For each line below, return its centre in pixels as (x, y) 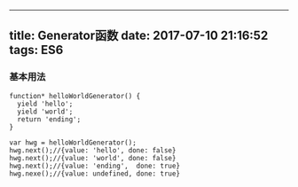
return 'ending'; (49, 119)
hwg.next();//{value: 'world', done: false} (93, 158)
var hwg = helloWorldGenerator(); (73, 143)
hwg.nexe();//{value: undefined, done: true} (94, 174)
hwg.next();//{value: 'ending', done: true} (94, 166)
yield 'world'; (45, 112)
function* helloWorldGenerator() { (75, 96)
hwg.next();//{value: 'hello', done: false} (93, 150)
